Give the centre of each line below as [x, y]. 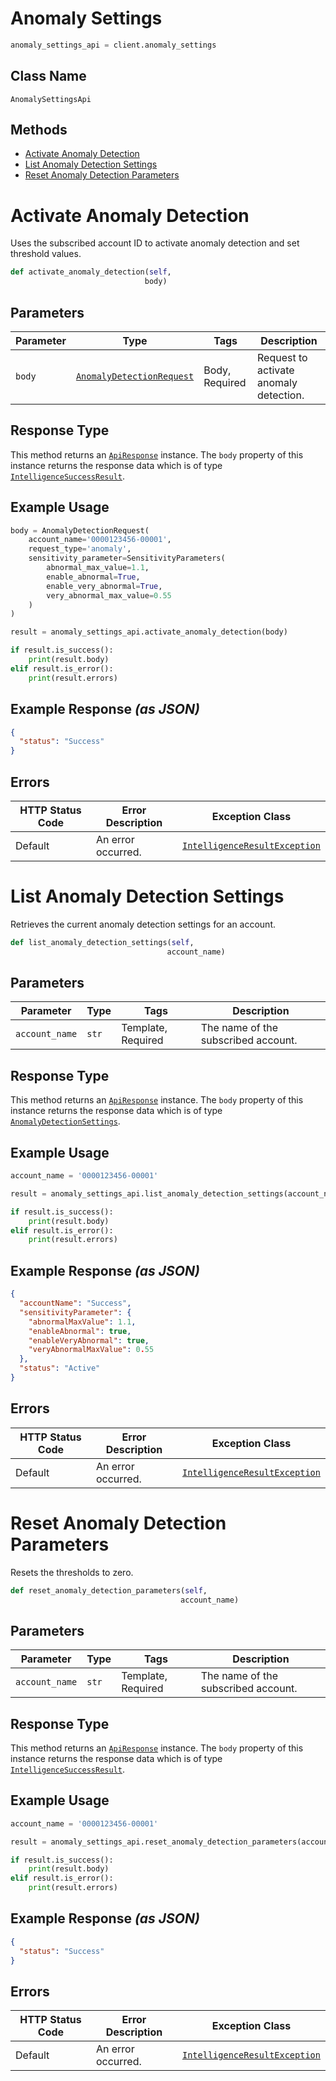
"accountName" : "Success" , [75, 1303]
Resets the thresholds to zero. [72, 1572]
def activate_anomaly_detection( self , [91, 272]
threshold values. [46, 254]
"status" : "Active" [60, 1368]
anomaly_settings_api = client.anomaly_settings [113, 45]
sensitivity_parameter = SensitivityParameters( [127, 558]
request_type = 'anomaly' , [80, 549]
